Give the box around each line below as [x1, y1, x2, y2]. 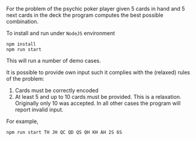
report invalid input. [14, 106, 64, 113]
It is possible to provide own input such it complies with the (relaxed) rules [6, 69, 191, 76]
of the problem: [6, 75, 44, 82]
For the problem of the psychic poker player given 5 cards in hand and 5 [6, 5, 185, 12]
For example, [6, 117, 39, 125]
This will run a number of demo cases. [6, 57, 101, 64]
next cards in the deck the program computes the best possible [6, 11, 164, 19]
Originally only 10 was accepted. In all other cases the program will [14, 99, 181, 107]
